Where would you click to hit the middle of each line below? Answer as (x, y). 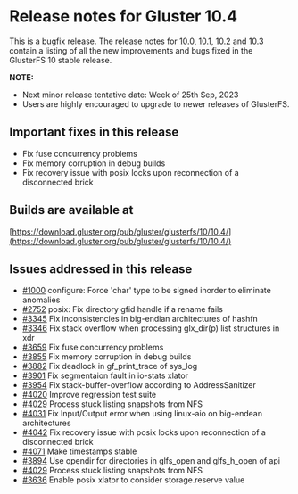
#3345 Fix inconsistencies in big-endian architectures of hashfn (140, 319)
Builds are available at (71, 210)
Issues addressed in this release (101, 269)
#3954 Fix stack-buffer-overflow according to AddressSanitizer (139, 385)
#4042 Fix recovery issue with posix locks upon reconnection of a (144, 432)
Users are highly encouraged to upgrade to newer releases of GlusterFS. (156, 103)
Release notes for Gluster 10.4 (124, 16)
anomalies (41, 300)
